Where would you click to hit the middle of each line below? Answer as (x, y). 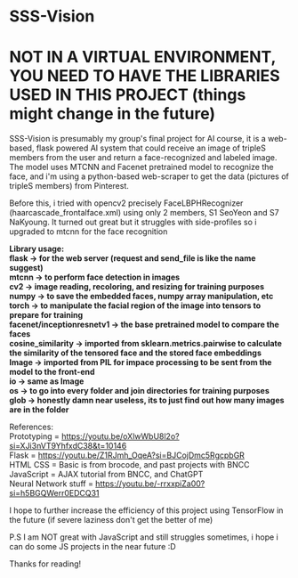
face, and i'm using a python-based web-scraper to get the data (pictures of (149, 176)
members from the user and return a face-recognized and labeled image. (143, 158)
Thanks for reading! (45, 564)
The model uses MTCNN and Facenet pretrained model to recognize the (141, 167)
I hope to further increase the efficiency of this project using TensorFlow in (146, 510)
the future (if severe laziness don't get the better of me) (111, 520)
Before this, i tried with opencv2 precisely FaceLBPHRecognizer (126, 203)
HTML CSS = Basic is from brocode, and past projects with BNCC (129, 465)
